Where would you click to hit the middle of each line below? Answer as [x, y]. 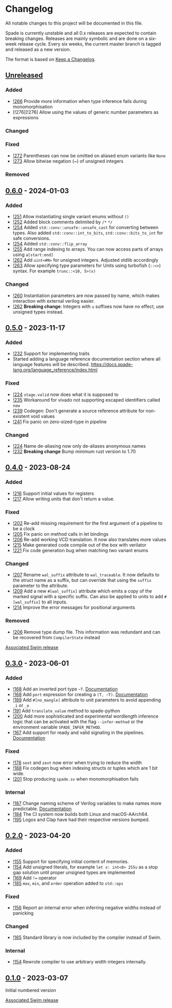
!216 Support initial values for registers [53, 493]
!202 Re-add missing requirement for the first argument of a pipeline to [88, 523]
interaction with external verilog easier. [54, 301]
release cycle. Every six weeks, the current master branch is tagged [89, 44]
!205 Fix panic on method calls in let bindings [60, 534]
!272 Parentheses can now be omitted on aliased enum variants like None [89, 155]
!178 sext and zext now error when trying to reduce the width [77, 762]
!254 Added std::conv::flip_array [50, 244]
